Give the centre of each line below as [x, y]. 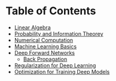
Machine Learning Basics [45, 46]
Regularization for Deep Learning [55, 65]
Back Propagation [45, 59]
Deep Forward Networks [45, 52]
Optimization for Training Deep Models [62, 71]
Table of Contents [51, 11]
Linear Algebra [33, 27]
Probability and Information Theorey [59, 33]
